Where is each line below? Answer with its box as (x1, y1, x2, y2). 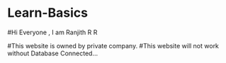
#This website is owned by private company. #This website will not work (7, 41, 220, 50)
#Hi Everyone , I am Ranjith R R (7, 28, 98, 36)
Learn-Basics (7, 5, 89, 21)
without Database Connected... (7, 49, 98, 57)
